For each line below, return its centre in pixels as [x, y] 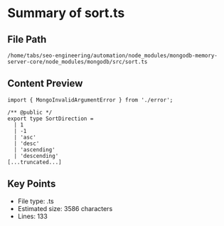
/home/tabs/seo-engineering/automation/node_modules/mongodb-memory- [113, 55]
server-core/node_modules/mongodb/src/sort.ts [78, 62]
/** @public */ [30, 112]
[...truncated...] [34, 162]
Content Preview [45, 84]
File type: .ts [36, 201]
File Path [27, 39]
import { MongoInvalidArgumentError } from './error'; [90, 100]
